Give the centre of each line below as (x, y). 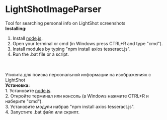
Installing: (16, 28)
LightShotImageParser (53, 9)
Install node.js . (27, 38)
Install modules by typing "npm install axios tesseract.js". (71, 49)
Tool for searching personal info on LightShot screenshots (65, 23)
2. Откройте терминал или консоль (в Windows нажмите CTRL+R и (77, 96)
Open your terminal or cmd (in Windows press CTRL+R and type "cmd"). (88, 43)
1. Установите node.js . (28, 90)
